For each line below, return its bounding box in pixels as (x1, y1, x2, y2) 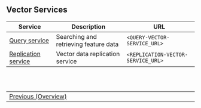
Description (71, 22, 106, 30)
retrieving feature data (56, 40, 119, 48)
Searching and (56, 32, 98, 41)
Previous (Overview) (9, 92, 67, 100)
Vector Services (6, 5, 68, 15)
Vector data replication (56, 50, 120, 58)
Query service (9, 36, 49, 44)
